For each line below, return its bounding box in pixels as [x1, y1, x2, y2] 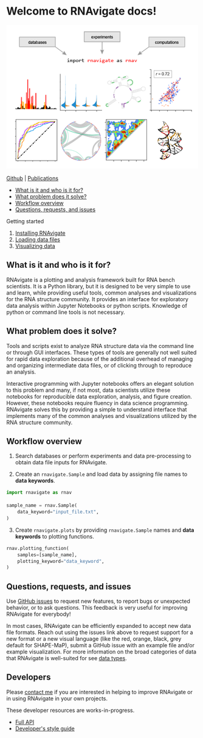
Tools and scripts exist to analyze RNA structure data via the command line [6, 342, 194, 349]
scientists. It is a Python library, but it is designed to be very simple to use [6, 282, 191, 290]
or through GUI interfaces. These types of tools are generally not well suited [6, 349, 197, 356]
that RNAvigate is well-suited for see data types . [6, 655, 128, 662]
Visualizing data [15, 242, 56, 249]
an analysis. [6, 368, 36, 375]
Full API [15, 718, 35, 725]
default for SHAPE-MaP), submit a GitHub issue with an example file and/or [6, 642, 194, 649]
